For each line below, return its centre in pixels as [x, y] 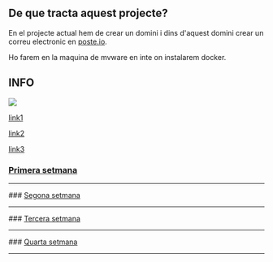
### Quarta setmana [43, 242]
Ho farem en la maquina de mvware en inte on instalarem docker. [117, 57]
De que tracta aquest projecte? [88, 13]
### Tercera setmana [45, 218]
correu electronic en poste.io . [58, 41]
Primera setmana [43, 170]
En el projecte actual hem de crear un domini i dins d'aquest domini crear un [136, 32]
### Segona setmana [45, 195]
